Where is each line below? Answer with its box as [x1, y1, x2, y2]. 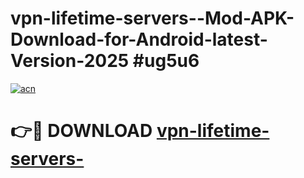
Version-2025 [10, 50, 130, 72]
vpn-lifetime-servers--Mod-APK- [10, 7, 295, 30]
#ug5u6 [132, 50, 200, 72]
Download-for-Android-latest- [10, 28, 268, 51]
